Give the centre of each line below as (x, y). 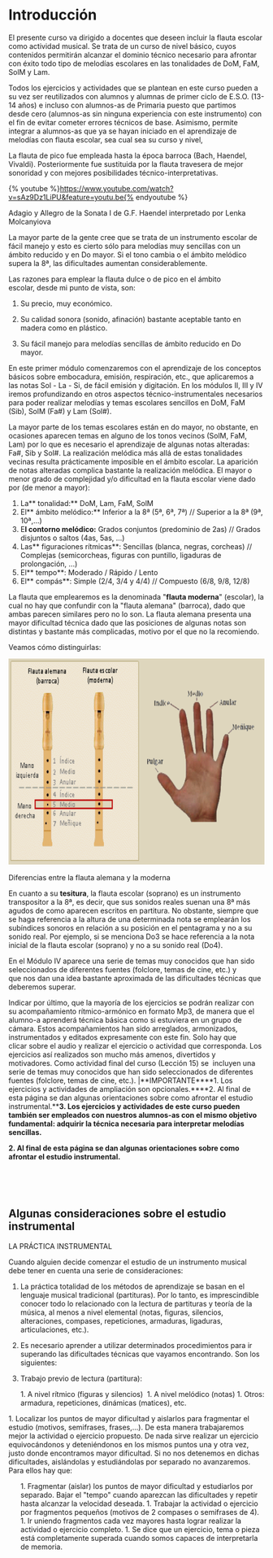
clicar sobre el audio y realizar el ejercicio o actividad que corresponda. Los (135, 1045)
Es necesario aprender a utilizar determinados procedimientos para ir (136, 1345)
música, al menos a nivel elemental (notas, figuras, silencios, (121, 1312)
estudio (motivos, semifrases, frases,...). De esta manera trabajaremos (126, 1427)
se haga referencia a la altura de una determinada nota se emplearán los (130, 919)
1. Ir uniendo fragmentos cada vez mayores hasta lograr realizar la (131, 1521)
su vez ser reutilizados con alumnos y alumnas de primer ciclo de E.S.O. (129, 96)
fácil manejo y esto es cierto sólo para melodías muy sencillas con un (125, 246)
